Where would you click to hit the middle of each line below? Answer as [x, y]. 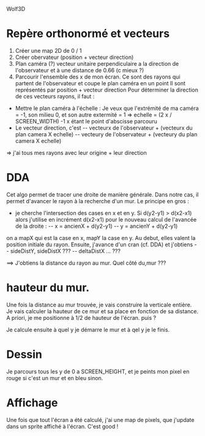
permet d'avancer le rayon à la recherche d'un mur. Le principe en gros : [98, 201]
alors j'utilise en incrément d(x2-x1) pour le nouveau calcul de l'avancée [106, 219]
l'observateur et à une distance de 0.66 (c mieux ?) [80, 70]
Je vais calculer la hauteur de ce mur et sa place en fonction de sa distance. [102, 311]
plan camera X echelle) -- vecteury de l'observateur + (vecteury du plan [106, 134]
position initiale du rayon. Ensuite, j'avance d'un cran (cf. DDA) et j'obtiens [100, 244]
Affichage [32, 403]
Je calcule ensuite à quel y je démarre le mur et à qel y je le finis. [88, 329]
